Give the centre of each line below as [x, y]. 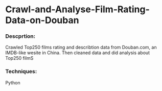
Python [13, 82]
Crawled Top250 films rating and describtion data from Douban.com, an [81, 48]
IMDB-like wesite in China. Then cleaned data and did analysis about [77, 53]
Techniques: [21, 72]
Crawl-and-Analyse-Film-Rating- [77, 9]
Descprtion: [20, 36]
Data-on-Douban [42, 20]
